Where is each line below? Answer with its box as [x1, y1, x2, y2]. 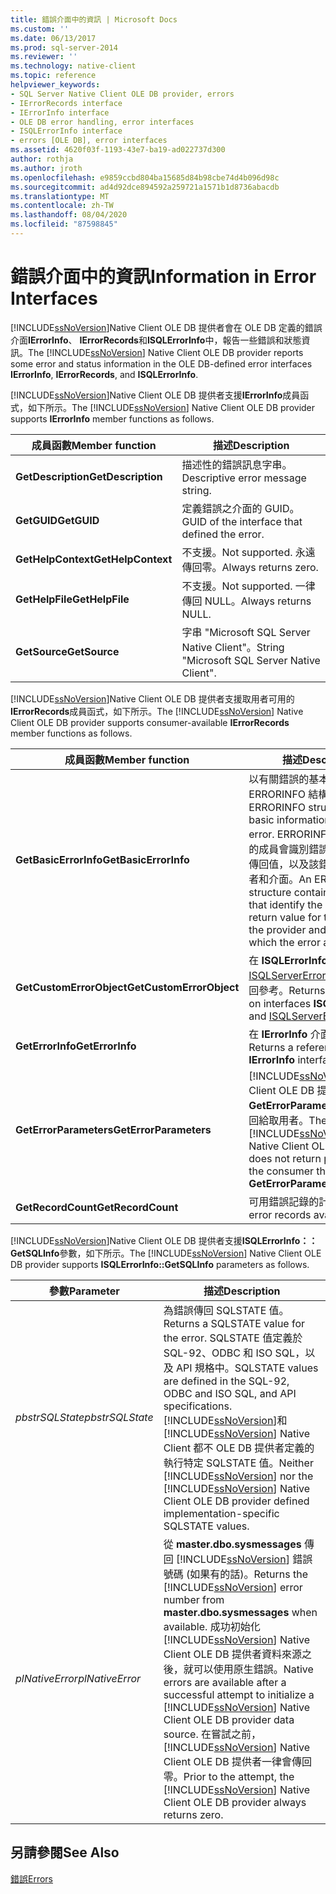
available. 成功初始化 [163, 1619, 261, 1633]
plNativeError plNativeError [15, 1671, 142, 1685]
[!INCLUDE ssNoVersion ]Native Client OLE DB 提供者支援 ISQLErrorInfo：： [10, 1234, 318, 1246]
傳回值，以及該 [248, 857, 320, 871]
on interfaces [248, 996, 312, 1010]
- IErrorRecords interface [10, 98, 123, 108]
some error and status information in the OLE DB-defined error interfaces [10, 357, 313, 370]
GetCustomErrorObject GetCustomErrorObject [15, 980, 240, 994]
